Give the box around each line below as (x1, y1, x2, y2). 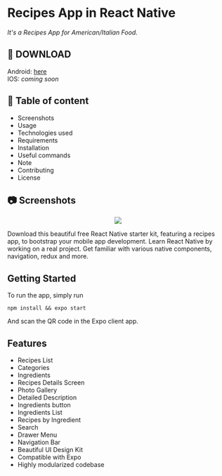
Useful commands (17, 151, 71, 159)
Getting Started (7, 272, 77, 284)
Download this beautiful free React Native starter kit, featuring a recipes (7, 230, 216, 238)
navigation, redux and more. (7, 252, 89, 260)
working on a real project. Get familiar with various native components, (7, 244, 212, 253)
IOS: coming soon (7, 74, 59, 83)
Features (7, 337, 47, 349)
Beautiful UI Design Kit (17, 446, 83, 454)
